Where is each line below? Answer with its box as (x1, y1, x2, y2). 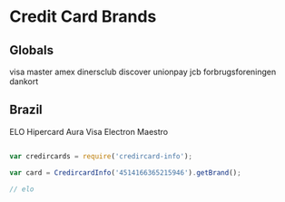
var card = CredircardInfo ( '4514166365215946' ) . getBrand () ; (9, 168, 242, 178)
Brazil (9, 102, 43, 118)
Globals (9, 43, 54, 58)
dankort (9, 76, 39, 87)
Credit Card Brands (9, 6, 157, 27)
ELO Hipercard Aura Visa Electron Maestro (9, 126, 169, 137)
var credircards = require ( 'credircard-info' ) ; (9, 151, 193, 160)
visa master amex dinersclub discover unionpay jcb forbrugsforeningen (9, 66, 277, 77)
